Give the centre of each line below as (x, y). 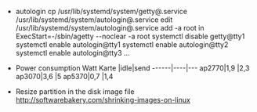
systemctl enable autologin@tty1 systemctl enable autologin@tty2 (122, 45)
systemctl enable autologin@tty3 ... (73, 53)
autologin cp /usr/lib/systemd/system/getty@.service (101, 11)
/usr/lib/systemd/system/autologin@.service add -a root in (110, 28)
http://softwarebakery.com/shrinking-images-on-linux (103, 100)
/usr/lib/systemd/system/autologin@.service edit (94, 20)
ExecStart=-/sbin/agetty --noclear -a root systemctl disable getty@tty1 (130, 36)
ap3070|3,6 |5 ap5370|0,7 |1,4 (64, 76)
